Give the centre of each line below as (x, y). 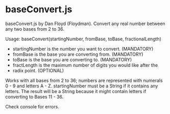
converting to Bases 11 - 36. (34, 97)
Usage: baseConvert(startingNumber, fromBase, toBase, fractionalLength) (83, 39)
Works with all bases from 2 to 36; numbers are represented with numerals (84, 80)
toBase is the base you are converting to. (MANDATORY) (72, 59)
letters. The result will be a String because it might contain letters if (76, 91)
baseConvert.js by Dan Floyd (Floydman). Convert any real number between (85, 24)
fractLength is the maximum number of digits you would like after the (85, 65)
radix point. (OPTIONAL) (38, 71)
